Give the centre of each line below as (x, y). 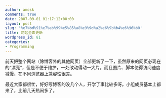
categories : (17, 42)
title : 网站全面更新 (24, 33)
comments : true (21, 14)
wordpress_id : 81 (23, 38)
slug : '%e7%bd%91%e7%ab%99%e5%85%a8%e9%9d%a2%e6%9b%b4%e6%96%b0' (74, 28)
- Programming (20, 47)
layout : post (19, 24)
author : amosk (20, 10)
